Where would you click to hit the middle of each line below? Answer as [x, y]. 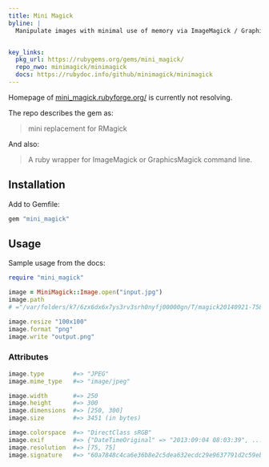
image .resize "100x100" [48, 322]
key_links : [26, 52]
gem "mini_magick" [39, 219]
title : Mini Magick [41, 16]
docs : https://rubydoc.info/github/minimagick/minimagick [114, 75]
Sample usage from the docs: [57, 263]
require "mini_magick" [46, 278]
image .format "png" [41, 329]
